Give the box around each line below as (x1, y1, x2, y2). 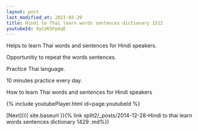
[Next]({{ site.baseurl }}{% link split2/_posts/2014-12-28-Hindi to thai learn (6, 112, 193, 119)
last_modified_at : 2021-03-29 (6, 14, 83, 20)
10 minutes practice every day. (6, 77, 83, 84)
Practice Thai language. (6, 65, 65, 73)
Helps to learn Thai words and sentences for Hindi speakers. (6, 42, 157, 49)
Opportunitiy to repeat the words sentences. (6, 53, 117, 61)
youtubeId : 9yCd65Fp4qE (6, 25, 66, 32)
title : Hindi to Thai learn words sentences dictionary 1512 (6, 20, 164, 26)
